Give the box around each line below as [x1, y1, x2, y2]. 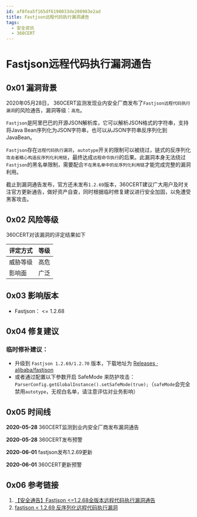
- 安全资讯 [11, 25, 35, 31]
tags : [6, 19, 19, 25]
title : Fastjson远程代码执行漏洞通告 [6, 14, 90, 20]
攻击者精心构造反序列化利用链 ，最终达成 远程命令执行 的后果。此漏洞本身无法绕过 [6, 154, 186, 161]
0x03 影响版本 [6, 291, 59, 301]
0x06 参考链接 [6, 480, 59, 490]
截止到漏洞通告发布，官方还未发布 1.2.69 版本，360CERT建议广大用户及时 [6, 181, 184, 188]
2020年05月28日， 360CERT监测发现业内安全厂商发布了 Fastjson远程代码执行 [6, 99, 191, 106]
